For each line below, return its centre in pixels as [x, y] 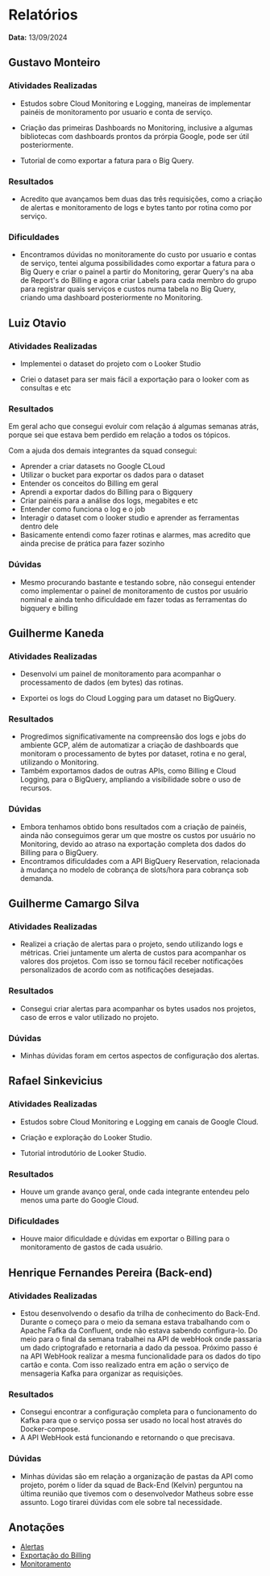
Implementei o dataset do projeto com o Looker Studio [110, 363]
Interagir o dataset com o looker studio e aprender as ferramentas [129, 518]
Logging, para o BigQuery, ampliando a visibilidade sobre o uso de [131, 780]
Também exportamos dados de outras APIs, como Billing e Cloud [128, 771]
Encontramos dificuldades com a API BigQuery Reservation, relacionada [140, 861]
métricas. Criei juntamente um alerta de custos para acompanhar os [133, 953]
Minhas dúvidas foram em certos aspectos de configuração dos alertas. [139, 1056]
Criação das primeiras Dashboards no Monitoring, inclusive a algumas [136, 128]
